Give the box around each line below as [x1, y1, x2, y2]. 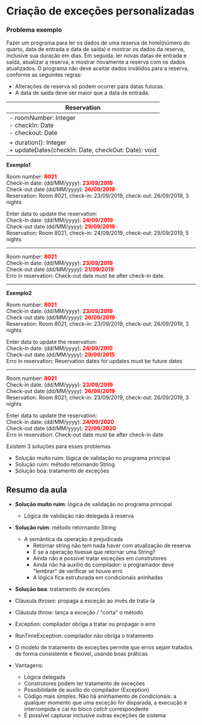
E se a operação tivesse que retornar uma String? [32, 548, 156, 555]
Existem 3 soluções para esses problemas [6, 443, 111, 450]
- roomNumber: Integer [9, 114, 76, 122]
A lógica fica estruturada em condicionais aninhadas [32, 574, 164, 581]
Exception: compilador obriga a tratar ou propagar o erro [14, 620, 156, 628]
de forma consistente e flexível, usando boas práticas [14, 650, 148, 658]
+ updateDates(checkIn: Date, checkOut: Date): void [9, 146, 157, 154]
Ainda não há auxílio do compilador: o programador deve [32, 561, 174, 569]
